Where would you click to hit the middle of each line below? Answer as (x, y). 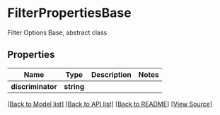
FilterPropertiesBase (70, 13)
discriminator (34, 86)
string (74, 86)
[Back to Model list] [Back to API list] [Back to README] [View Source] (110, 104)
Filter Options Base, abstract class (57, 32)
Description (111, 74)
